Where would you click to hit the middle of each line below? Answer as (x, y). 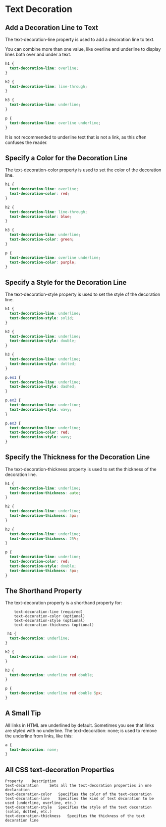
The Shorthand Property (44, 591)
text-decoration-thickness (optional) (54, 625)
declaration (17, 790)
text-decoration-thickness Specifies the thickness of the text (75, 816)
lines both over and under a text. (38, 54)
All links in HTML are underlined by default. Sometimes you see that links (80, 725)
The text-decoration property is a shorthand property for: (64, 603)
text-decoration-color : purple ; (43, 262)
